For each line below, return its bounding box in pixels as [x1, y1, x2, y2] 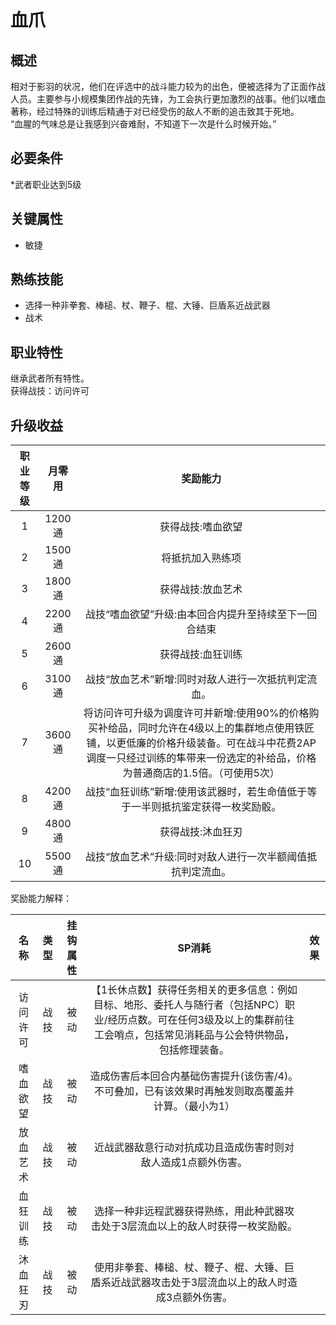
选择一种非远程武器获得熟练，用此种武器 [93, 1204, 285, 1218]
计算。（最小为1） [153, 1099, 236, 1113]
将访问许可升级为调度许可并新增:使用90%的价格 [83, 706, 310, 720]
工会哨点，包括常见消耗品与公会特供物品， [93, 1028, 295, 1042]
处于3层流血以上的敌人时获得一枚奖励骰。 [100, 1219, 298, 1233]
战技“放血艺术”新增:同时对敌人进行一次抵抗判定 [84, 672, 308, 686]
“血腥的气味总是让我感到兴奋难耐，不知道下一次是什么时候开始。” [10, 118, 277, 130]
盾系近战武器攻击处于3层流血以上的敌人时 [90, 1276, 288, 1290]
